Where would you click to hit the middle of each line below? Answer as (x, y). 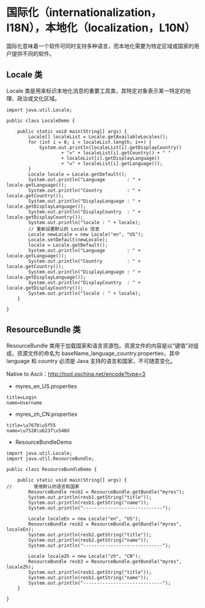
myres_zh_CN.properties (46, 414)
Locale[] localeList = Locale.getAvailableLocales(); (98, 137)
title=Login (21, 397)
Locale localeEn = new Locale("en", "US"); (84, 519)
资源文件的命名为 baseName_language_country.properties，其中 (99, 353)
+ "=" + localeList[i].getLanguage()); (112, 163)
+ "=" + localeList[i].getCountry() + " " (116, 153)
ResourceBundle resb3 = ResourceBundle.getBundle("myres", (105, 561)
